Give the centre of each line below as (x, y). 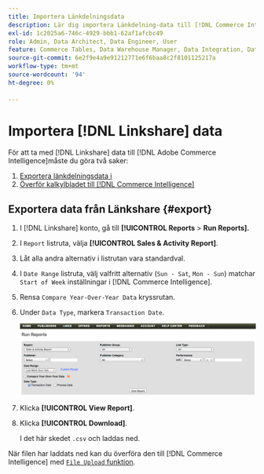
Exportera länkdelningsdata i (66, 176)
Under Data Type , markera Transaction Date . (92, 312)
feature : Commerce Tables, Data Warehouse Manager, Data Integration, (126, 50)
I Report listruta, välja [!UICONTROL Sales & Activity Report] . (119, 243)
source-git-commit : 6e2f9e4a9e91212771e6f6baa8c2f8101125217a (112, 58)
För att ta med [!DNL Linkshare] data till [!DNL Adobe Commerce (112, 152)
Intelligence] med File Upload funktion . (72, 462)
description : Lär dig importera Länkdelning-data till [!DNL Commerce (126, 25)
